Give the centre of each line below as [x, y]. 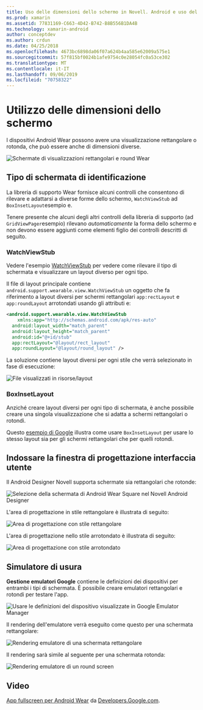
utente [19, 467]
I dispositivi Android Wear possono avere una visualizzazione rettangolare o [101, 140]
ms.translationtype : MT [37, 63]
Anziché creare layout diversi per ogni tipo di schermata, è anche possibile [100, 407]
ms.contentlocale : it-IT [38, 69]
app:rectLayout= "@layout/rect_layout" [61, 343]
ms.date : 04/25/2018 [33, 46]
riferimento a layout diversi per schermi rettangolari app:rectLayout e [93, 297]
